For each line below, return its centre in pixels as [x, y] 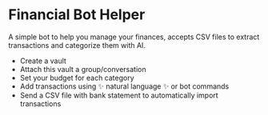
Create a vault [43, 61]
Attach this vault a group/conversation [83, 69]
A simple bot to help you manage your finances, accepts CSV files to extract [134, 37]
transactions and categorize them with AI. [77, 45]
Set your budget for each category [77, 77]
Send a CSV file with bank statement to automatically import [119, 95]
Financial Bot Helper [77, 15]
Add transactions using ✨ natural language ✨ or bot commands [124, 86]
